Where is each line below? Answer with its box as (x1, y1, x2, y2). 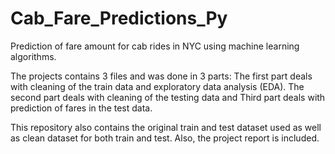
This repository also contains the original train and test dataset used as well (10, 121, 322, 133)
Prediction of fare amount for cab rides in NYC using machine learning (10, 40, 300, 52)
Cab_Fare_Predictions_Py (10, 7, 228, 30)
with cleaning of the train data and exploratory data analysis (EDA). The (10, 80, 305, 92)
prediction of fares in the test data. (10, 102, 153, 114)
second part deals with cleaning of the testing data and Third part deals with (10, 91, 326, 103)
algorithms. (10, 50, 57, 62)
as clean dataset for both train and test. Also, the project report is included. (10, 132, 320, 144)
